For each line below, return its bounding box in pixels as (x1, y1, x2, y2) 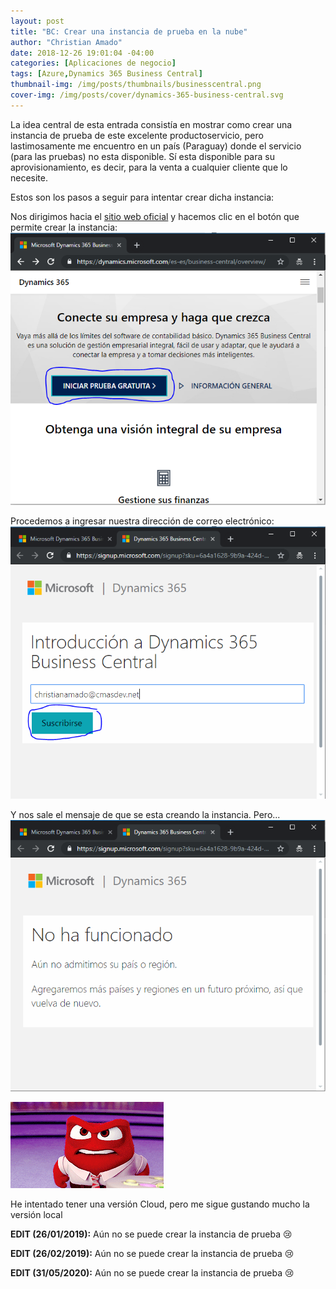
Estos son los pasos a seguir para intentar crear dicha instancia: (10, 191, 275, 203)
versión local (10, 1209, 63, 1221)
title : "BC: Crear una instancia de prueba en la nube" (10, 26, 248, 37)
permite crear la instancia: (10, 221, 118, 233)
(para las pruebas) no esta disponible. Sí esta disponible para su (10, 150, 275, 162)
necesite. (10, 171, 49, 184)
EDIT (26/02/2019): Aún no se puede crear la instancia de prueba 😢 (10, 1248, 295, 1260)
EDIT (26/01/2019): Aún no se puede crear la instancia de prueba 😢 (10, 1228, 293, 1240)
